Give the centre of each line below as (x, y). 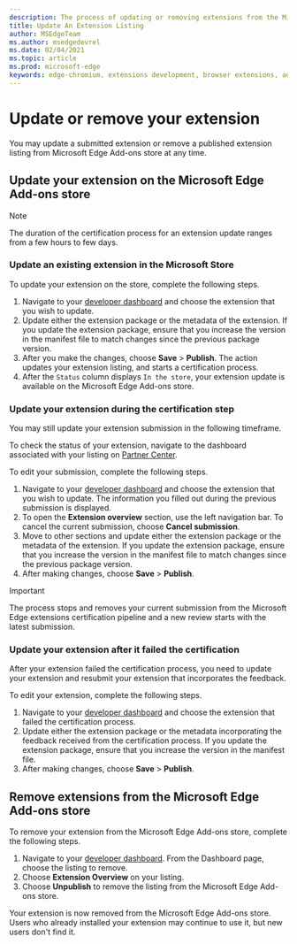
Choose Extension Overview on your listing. (103, 878)
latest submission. (42, 627)
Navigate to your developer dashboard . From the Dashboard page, (143, 858)
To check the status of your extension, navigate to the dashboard (128, 445)
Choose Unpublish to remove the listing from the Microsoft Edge (140, 886)
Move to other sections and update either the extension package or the (151, 536)
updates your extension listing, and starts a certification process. (140, 367)
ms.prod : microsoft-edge (55, 67)
